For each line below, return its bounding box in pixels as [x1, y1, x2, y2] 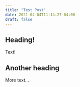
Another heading [5, 64, 59, 72]
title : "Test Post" [5, 7, 46, 13]
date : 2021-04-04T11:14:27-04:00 [5, 12, 75, 17]
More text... [5, 77, 29, 83]
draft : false [5, 17, 33, 22]
